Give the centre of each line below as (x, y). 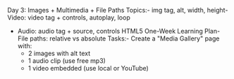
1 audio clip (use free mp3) (67, 61)
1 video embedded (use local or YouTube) (88, 68)
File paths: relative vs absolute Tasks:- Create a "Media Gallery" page (118, 38)
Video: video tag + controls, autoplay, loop (69, 17)
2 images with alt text (59, 53)
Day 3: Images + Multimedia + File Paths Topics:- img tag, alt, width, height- (118, 10)
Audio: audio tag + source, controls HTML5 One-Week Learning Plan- (119, 31)
